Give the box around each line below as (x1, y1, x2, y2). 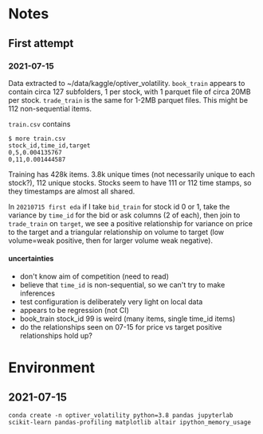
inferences (19, 288, 56, 299)
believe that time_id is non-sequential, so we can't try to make (19, 280, 226, 290)
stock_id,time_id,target (8, 141, 91, 150)
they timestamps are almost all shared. (8, 186, 135, 196)
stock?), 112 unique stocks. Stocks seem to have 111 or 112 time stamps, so (8, 178, 253, 187)
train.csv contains (8, 119, 71, 128)
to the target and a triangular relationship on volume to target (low (8, 227, 225, 237)
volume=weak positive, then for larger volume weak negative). (8, 236, 214, 245)
